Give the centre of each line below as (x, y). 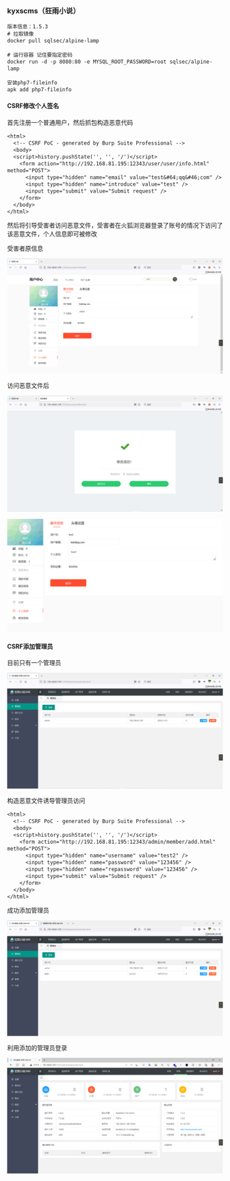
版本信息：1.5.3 (28, 27)
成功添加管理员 (28, 910)
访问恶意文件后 (28, 386)
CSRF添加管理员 (30, 646)
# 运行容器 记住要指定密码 (40, 55)
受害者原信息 (25, 248)
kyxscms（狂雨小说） (43, 10)
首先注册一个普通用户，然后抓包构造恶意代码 (70, 122)
